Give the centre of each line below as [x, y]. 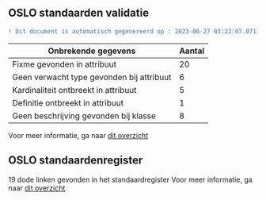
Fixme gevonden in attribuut [65, 64]
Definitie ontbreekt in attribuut [68, 102]
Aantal [192, 51]
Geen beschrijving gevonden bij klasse [84, 116]
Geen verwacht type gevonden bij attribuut [92, 77]
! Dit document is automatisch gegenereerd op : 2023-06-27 [110, 31]
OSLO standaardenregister [76, 161]
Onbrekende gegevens [92, 51]
